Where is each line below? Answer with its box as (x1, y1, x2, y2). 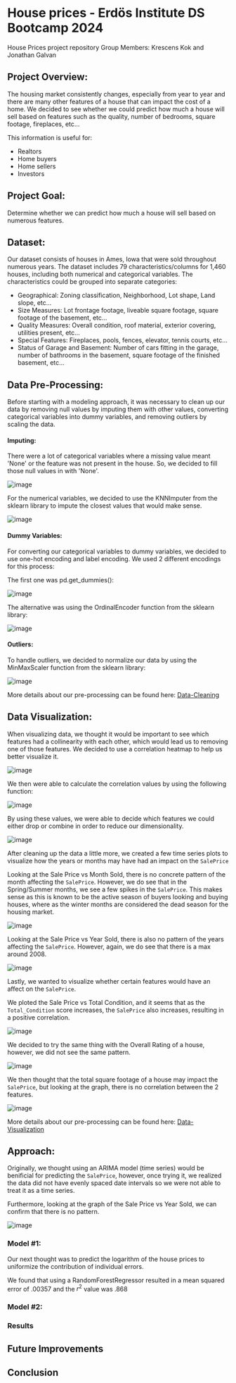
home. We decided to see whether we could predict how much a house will (7, 104, 225, 113)
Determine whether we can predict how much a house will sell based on (7, 208, 216, 217)
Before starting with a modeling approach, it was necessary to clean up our (7, 398, 225, 406)
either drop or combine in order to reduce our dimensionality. (7, 822, 184, 830)
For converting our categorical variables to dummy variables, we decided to (7, 547, 227, 556)
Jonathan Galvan (7, 51, 57, 59)
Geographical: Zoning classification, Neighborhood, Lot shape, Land (17, 291, 216, 300)
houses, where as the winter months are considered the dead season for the (7, 900, 229, 908)
